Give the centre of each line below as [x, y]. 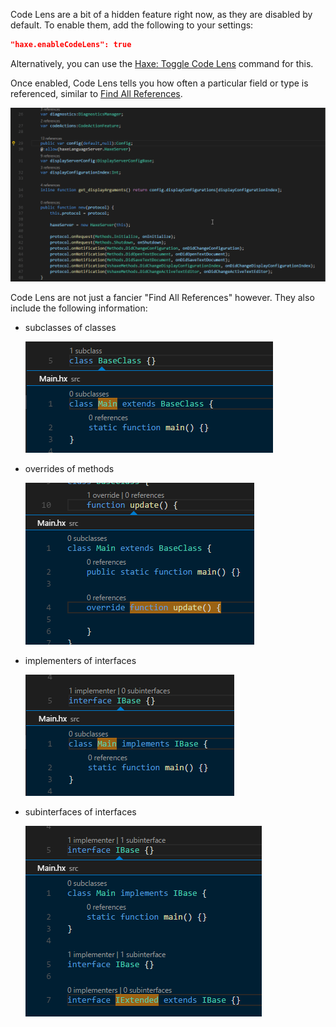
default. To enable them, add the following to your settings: [132, 25]
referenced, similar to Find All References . [96, 93]
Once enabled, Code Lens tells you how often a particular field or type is [159, 83]
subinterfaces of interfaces [80, 812]
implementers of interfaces [80, 661]
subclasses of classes [70, 328]
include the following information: [79, 308]
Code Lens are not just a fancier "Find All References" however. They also [162, 298]
